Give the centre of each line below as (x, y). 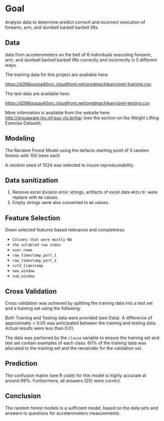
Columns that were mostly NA (42, 240)
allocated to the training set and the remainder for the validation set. (74, 348)
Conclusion (23, 396)
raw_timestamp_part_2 (34, 261)
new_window (23, 271)
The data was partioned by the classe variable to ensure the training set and (82, 338)
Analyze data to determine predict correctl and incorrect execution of (75, 22)
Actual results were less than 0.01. (40, 328)
